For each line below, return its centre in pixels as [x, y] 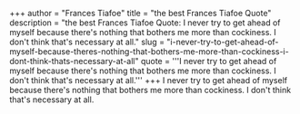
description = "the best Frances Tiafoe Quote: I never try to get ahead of [145, 23]
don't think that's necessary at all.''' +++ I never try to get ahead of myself [149, 80]
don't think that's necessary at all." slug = [87, 42]
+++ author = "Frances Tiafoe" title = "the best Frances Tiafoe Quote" [140, 13]
